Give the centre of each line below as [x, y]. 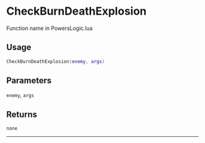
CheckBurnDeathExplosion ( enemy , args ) [56, 61]
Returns [22, 114]
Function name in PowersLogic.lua [49, 28]
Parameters [29, 81]
